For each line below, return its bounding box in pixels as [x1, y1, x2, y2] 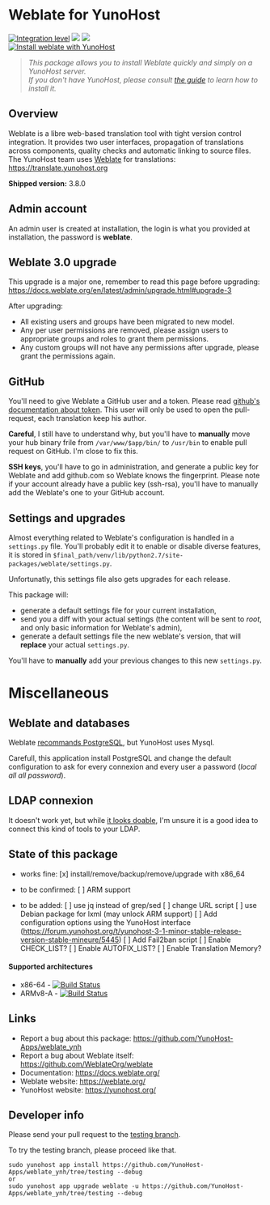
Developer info [8, 1109, 85, 1122]
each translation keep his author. [37, 414, 147, 423]
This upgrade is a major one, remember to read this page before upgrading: [8, 277, 260, 286]
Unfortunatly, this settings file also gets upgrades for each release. [8, 575, 230, 583]
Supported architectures [8, 961, 93, 972]
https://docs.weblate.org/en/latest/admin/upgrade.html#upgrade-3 [8, 286, 232, 295]
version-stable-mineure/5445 [19, 935, 120, 944]
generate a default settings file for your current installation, [19, 605, 217, 615]
